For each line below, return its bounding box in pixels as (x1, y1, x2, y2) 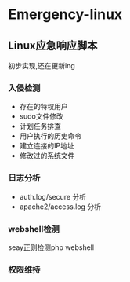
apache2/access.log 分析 (19, 202, 102, 211)
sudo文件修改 (19, 112, 64, 121)
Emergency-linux (8, 5, 123, 24)
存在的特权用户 (19, 102, 68, 112)
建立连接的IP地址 (19, 141, 74, 151)
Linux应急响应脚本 (8, 38, 98, 52)
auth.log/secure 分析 (19, 192, 87, 201)
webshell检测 (8, 223, 60, 234)
